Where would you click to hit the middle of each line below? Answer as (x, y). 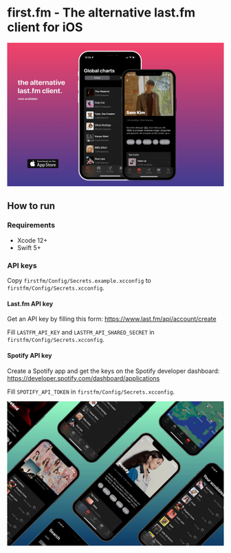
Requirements (31, 225)
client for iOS (45, 27)
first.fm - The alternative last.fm (101, 13)
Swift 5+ (29, 248)
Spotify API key (30, 355)
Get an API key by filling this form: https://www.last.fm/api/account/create (112, 319)
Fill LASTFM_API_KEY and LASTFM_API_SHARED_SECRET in (81, 332)
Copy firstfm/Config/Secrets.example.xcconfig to (79, 281)
